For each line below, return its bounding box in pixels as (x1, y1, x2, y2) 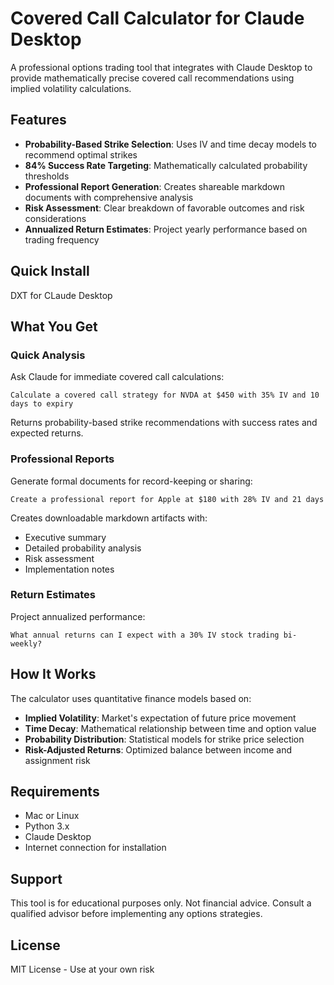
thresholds (24, 170, 70, 182)
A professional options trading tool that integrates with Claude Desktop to (10, 61, 313, 73)
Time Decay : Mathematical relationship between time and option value (24, 722, 317, 734)
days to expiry (10, 399, 74, 409)
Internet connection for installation (24, 842, 167, 854)
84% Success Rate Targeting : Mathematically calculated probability (24, 159, 308, 171)
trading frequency (24, 233, 100, 246)
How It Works (10, 666, 97, 683)
